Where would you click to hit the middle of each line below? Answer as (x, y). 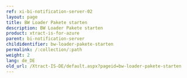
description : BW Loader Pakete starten (55, 28)
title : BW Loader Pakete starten (47, 22)
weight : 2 (18, 55)
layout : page (22, 17)
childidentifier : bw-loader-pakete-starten (60, 45)
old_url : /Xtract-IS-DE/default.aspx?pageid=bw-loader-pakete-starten (94, 66)
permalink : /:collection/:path (44, 50)
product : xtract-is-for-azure (43, 33)
